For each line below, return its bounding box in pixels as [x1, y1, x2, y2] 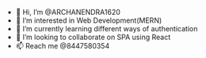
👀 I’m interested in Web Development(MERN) [15, 16, 162, 25]
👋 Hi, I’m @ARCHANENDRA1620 [15, 8, 121, 16]
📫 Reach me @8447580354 [15, 42, 110, 50]
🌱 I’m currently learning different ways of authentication [15, 24, 198, 33]
